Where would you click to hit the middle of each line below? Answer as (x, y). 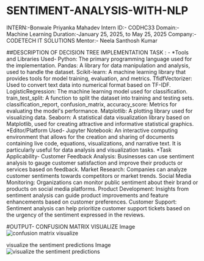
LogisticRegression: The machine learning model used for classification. (97, 91)
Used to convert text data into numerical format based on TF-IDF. (89, 85)
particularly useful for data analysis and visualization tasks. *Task (89, 150)
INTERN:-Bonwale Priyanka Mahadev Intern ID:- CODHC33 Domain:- (93, 28)
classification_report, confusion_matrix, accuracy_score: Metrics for (92, 104)
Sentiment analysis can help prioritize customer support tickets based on (98, 208)
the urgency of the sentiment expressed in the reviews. (76, 215)
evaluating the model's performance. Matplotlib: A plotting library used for (100, 111)
